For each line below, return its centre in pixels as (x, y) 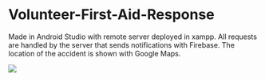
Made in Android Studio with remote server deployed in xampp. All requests (133, 37)
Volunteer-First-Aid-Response (112, 15)
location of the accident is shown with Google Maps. (95, 53)
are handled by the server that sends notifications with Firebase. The (122, 44)
